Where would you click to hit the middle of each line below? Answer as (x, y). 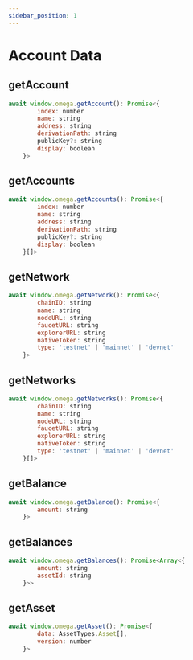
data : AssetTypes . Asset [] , (82, 634)
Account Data (55, 55)
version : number (64, 642)
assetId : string (64, 576)
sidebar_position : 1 (43, 16)
